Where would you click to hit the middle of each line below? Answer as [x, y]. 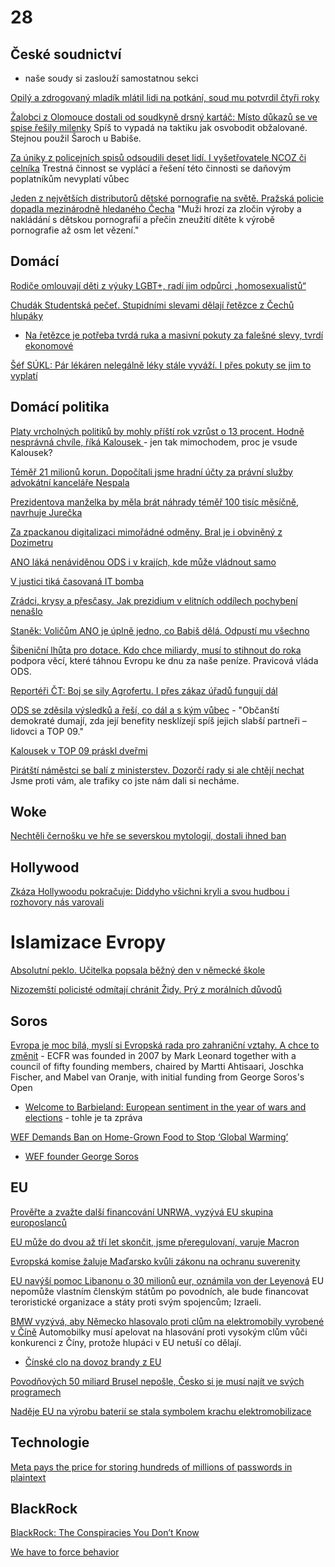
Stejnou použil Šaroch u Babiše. [76, 138]
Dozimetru [31, 542]
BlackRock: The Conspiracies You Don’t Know [105, 1533]
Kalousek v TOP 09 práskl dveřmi [79, 750]
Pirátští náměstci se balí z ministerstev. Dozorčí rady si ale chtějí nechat [157, 770]
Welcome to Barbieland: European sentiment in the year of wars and [165, 1107]
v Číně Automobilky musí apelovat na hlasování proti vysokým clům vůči [159, 1332]
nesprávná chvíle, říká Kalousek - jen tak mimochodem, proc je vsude [154, 442]
